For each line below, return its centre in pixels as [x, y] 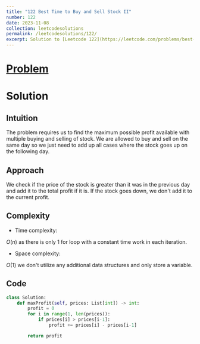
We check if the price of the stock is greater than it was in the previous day [98, 185]
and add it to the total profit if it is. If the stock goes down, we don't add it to [99, 191]
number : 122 [21, 17]
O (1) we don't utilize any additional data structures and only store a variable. [99, 265]
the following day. [28, 151]
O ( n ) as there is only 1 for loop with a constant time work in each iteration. [97, 241]
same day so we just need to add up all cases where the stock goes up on [97, 145]
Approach [25, 170]
